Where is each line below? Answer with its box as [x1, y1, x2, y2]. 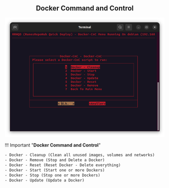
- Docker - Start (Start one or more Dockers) [5, 168, 105, 173]
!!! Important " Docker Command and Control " [5, 142, 101, 148]
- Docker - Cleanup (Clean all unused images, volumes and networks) [5, 153, 155, 158]
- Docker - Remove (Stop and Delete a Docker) [5, 158, 105, 163]
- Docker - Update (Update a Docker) [5, 178, 85, 183]
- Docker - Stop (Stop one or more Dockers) [5, 173, 100, 178]
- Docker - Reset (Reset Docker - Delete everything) [5, 163, 121, 168]
